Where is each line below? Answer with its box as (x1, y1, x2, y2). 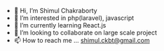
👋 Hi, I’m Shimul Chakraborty (13, 7, 97, 14)
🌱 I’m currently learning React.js (13, 21, 107, 29)
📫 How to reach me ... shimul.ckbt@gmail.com (13, 37, 150, 44)
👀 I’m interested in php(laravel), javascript (13, 14, 135, 22)
